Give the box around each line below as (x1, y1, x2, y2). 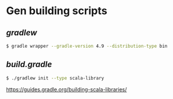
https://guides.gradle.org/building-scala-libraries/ (6, 85, 127, 93)
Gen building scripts (6, 4, 107, 18)
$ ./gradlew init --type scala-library (6, 75, 105, 81)
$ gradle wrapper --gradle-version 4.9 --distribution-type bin (6, 43, 168, 49)
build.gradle (6, 60, 52, 70)
